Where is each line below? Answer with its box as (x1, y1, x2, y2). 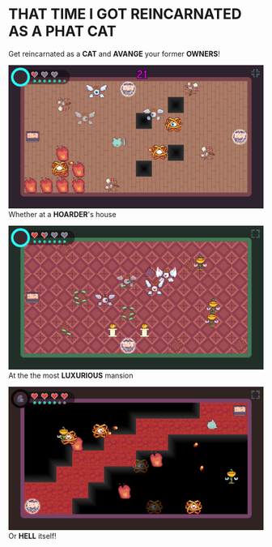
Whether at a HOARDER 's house (8, 210, 117, 220)
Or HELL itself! (8, 532, 57, 541)
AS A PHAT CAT (8, 22, 117, 41)
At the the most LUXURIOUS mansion (8, 370, 134, 380)
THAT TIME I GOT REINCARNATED (8, 5, 242, 24)
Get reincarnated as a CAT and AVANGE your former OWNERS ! (8, 49, 220, 58)
